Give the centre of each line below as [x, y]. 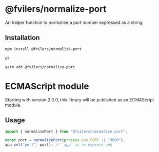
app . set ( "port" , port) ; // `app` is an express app [59, 145]
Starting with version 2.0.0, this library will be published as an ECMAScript [79, 100]
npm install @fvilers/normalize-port [43, 49]
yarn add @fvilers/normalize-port [40, 67]
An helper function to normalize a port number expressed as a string [74, 22]
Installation [22, 38]
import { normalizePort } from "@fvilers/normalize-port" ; [66, 132]
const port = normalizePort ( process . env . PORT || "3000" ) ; [65, 140]
